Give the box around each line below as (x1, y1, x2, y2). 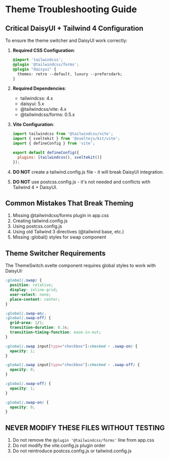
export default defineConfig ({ (12, 150, 79, 155)
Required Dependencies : (12, 85, 66, 91)
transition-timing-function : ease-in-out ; (10, 330, 101, 335)
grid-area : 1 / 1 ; (10, 320, 44, 325)
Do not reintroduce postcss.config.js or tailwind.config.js (12, 448, 132, 454)
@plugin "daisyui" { (12, 66, 56, 72)
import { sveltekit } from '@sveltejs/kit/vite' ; (12, 136, 121, 141)
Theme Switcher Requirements (5, 249, 106, 257)
